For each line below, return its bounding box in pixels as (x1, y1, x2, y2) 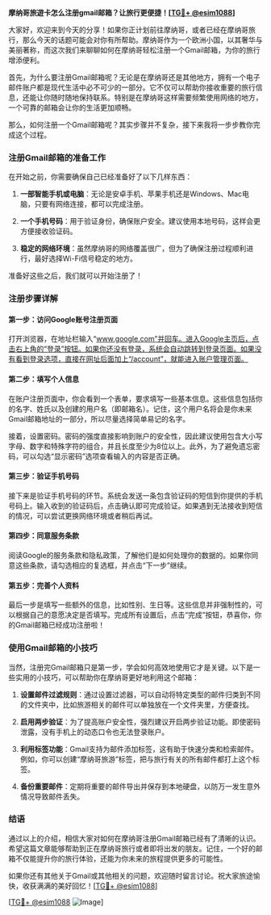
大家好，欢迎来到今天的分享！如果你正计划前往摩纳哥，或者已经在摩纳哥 (8, 25, 248, 35)
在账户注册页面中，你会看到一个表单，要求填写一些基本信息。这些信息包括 (8, 393, 256, 403)
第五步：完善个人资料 (8, 581, 79, 590)
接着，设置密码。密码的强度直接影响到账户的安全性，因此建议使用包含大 (8, 431, 248, 441)
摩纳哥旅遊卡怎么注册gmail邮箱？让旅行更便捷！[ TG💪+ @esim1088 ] (8, 8, 236, 17)
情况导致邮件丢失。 (19, 791, 85, 801)
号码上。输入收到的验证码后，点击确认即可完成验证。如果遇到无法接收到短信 (8, 501, 263, 510)
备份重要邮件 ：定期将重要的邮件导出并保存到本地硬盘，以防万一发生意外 (19, 781, 261, 791)
